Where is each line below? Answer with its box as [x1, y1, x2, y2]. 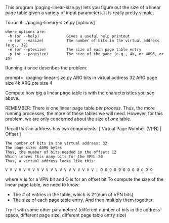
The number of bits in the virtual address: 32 [5, 141, 108, 146]
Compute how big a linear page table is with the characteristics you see [5, 90, 155, 96]
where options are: [5, 29, 47, 34]
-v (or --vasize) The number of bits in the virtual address [7, 38, 159, 43]
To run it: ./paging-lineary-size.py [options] [5, 20, 95, 25]
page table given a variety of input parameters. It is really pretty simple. [5, 10, 154, 16]
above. [5, 95, 20, 101]
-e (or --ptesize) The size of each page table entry [7, 47, 142, 52]
